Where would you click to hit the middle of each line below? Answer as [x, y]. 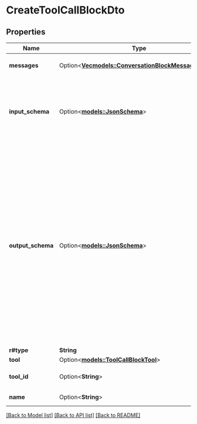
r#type [19, 350]
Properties [26, 32]
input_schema [29, 112]
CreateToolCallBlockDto [65, 10]
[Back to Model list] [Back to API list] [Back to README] [73, 415]
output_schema [31, 245]
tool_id [19, 377]
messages [24, 65]
